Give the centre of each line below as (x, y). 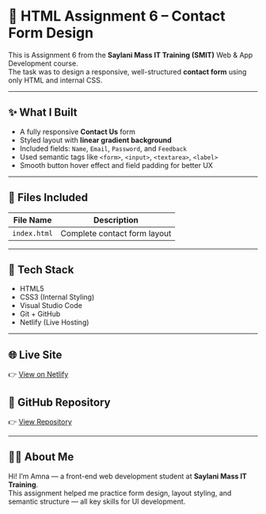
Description (116, 219)
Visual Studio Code (51, 306)
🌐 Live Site (35, 354)
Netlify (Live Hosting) (54, 322)
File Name (32, 219)
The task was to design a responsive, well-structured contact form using (127, 71)
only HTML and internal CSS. (55, 80)
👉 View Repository (40, 422)
